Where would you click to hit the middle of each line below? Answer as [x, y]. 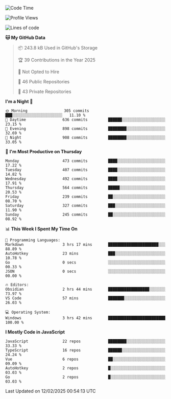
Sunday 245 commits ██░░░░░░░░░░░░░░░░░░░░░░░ [86, 215]
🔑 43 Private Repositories [44, 91]
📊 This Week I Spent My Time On [41, 229]
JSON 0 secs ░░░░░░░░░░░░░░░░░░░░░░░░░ [86, 271]
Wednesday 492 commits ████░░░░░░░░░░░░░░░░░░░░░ [86, 179]
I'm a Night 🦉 [19, 101]
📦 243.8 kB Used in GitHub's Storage [58, 48]
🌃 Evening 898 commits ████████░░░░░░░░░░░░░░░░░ [86, 129]
